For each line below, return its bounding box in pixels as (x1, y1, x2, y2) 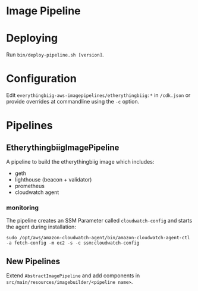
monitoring (6, 204, 39, 212)
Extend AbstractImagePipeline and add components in (6, 272, 140, 279)
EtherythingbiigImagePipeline (6, 142, 120, 152)
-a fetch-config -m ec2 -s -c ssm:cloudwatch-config (6, 240, 140, 246)
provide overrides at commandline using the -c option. (6, 98, 140, 105)
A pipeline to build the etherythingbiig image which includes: (6, 158, 155, 165)
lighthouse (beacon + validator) (14, 176, 92, 183)
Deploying (6, 32, 58, 45)
